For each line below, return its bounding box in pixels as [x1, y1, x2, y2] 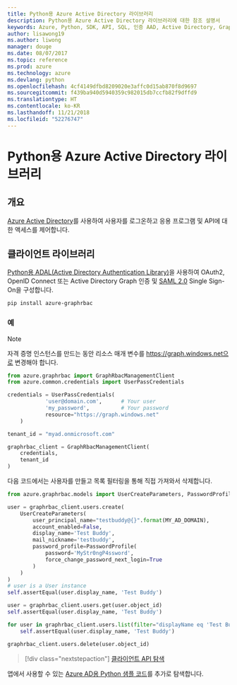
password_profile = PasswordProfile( [32, 543, 138, 551]
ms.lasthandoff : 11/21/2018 [7, 109, 90, 116]
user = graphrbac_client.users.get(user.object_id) [7, 602, 162, 609]
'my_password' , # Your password [44, 405, 169, 412]
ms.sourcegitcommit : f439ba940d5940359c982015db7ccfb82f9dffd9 [7, 89, 197, 96]
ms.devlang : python [7, 76, 65, 84]
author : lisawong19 [7, 30, 65, 38]
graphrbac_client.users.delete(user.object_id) [7, 640, 150, 647]
